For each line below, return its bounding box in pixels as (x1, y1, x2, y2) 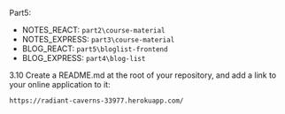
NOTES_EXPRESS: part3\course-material (21, 34, 175, 44)
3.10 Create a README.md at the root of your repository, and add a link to (9, 70, 277, 80)
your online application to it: (9, 80, 111, 89)
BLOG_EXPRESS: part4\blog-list (21, 53, 146, 63)
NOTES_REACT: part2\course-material (21, 25, 166, 34)
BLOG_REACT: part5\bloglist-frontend (21, 43, 168, 54)
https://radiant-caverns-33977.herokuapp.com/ (9, 96, 184, 105)
